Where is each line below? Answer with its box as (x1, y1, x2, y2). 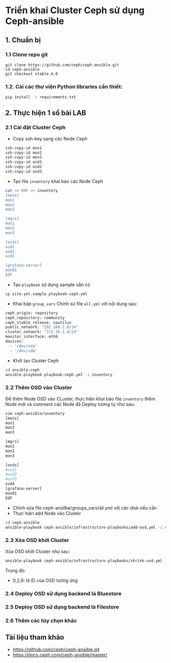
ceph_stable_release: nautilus (5, 320, 72, 325)
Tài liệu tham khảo (5, 633, 65, 642)
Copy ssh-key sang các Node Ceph (12, 135, 88, 141)
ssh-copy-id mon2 (5, 150, 42, 155)
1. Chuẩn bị (5, 36, 41, 44)
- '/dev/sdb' (10, 348, 38, 353)
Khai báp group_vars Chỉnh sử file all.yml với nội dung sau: (12, 300, 137, 307)
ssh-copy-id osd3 (5, 169, 42, 175)
